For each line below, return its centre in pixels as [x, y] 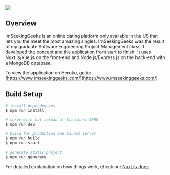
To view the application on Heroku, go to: [48, 72]
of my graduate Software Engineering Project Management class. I [75, 46]
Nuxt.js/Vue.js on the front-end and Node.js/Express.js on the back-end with [85, 57]
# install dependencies [30, 106]
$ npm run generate [26, 157]
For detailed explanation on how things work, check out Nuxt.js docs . [78, 167]
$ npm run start [22, 143]
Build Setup [24, 94]
